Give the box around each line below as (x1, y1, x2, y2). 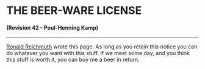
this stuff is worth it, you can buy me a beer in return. (6, 56, 140, 64)
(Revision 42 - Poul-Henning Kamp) (6, 24, 99, 31)
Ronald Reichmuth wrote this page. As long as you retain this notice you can (6, 43, 198, 50)
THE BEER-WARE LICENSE (6, 4, 142, 18)
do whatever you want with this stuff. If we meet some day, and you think (6, 50, 190, 57)
